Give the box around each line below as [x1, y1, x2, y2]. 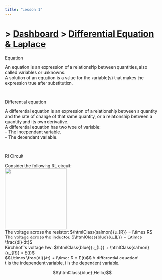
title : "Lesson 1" [5, 7, 43, 12]
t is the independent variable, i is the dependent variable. [5, 260, 120, 266]
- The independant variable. [5, 129, 61, 135]
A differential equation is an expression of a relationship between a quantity [5, 108, 158, 114]
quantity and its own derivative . [5, 118, 69, 125]
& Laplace [5, 39, 46, 49]
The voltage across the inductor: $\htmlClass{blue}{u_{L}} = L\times [5, 234, 142, 240]
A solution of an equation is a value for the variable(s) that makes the [5, 74, 144, 81]
